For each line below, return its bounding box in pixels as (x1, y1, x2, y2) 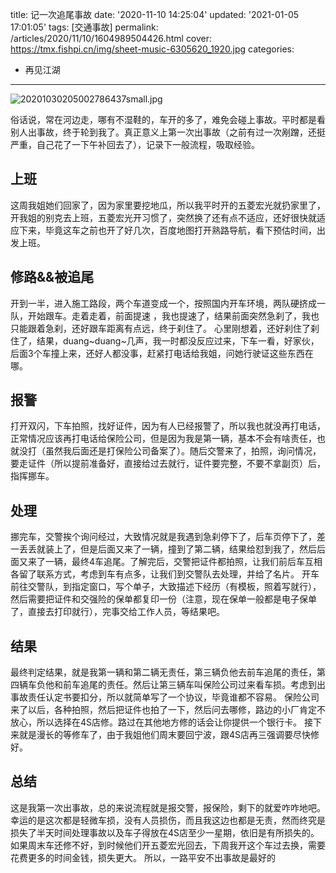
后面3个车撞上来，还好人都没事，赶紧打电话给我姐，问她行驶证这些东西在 (10, 347, 314, 359)
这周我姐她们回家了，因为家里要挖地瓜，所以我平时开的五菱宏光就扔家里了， (10, 199, 326, 211)
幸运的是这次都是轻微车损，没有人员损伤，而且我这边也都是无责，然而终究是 (10, 814, 326, 826)
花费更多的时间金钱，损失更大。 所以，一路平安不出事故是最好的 (10, 851, 276, 863)
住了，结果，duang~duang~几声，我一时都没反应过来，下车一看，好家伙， (10, 334, 320, 347)
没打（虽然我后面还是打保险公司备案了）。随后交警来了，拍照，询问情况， (18, 445, 322, 457)
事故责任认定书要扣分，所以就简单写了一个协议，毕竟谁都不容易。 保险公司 (10, 691, 320, 703)
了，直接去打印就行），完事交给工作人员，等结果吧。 (10, 606, 225, 618)
